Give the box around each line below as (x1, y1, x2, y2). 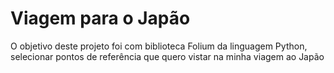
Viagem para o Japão (10, 7, 191, 30)
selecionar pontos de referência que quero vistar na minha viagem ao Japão (10, 50, 325, 62)
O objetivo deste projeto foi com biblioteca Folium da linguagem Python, (10, 40, 308, 52)
